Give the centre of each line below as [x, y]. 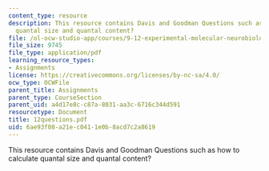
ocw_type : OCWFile [39, 82]
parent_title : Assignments [53, 90]
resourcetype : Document [48, 113]
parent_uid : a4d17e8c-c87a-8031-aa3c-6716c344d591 [94, 105]
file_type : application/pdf [55, 53]
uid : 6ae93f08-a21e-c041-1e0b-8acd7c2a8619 [82, 127]
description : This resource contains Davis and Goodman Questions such [130, 23]
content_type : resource [48, 16]
